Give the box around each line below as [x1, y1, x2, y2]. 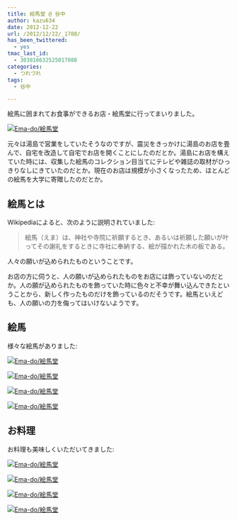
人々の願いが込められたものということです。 [7, 257, 137, 266]
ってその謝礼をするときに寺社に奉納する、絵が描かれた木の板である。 [24, 242, 229, 250]
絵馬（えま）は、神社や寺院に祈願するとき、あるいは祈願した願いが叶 [24, 233, 229, 242]
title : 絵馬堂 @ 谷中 [7, 10, 66, 18]
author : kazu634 [7, 17, 55, 24]
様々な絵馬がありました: [7, 341, 78, 350]
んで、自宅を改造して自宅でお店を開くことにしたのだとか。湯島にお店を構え [7, 148, 230, 157]
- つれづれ [13, 70, 41, 77]
